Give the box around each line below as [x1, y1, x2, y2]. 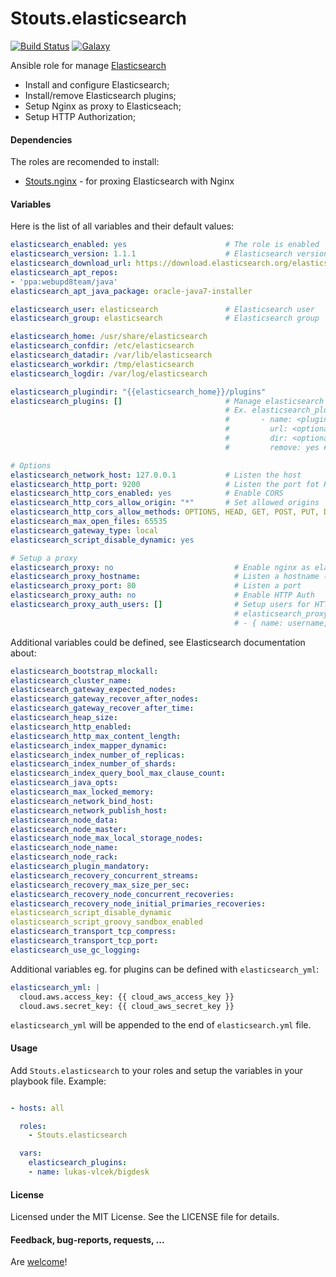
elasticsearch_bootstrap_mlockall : [10, 666, 159, 676]
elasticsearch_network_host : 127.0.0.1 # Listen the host [10, 470, 302, 480]
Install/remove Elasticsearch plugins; [24, 89, 177, 101]
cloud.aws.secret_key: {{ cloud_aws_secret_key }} [19, 1001, 235, 1011]
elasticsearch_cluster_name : [10, 675, 132, 686]
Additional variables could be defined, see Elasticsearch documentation [10, 636, 306, 648]
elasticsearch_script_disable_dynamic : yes [10, 535, 195, 545]
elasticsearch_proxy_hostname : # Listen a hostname [10, 572, 320, 582]
